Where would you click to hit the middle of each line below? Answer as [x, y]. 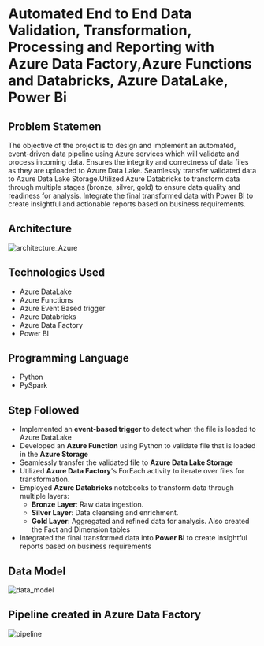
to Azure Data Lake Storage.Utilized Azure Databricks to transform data [124, 179]
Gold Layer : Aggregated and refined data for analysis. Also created [140, 522]
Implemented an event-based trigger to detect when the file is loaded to [138, 429]
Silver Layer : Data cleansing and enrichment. [105, 513]
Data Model [37, 571]
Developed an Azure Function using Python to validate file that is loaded [138, 446]
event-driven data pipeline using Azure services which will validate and [124, 154]
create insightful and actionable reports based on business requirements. [127, 204]
